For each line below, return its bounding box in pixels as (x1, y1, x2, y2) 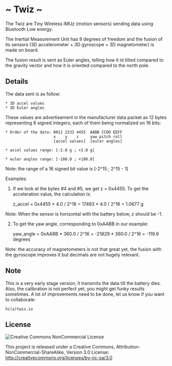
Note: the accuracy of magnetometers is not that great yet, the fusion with (5, 246, 162, 252)
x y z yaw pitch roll (53, 134, 123, 139)
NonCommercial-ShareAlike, (5, 349, 66, 355)
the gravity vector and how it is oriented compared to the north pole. (5, 62, 150, 68)
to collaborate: (5, 296, 36, 302)
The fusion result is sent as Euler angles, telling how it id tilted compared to (5, 56, 164, 63)
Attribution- (116, 344, 141, 350)
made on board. (5, 47, 39, 53)
